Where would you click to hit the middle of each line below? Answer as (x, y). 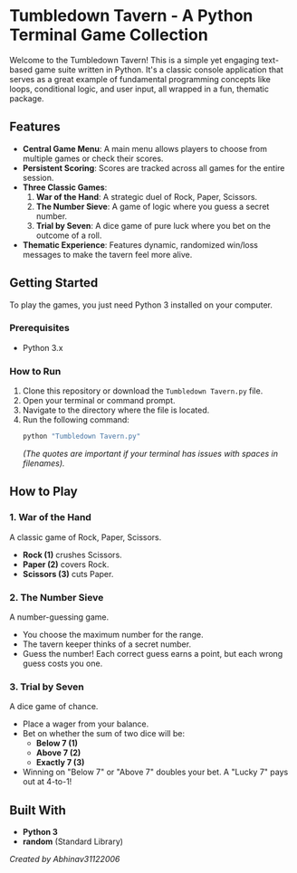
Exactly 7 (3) (60, 763)
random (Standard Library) (73, 841)
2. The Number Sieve (57, 597)
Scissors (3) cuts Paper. (68, 574)
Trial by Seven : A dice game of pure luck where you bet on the (153, 225)
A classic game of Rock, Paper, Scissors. (86, 537)
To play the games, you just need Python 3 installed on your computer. (141, 305)
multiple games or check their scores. (93, 158)
